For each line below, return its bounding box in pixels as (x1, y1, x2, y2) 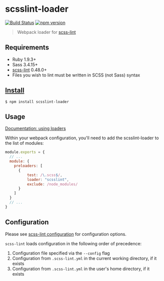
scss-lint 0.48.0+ (12, 67, 47, 73)
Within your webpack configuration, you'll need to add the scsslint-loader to (5, 135, 159, 141)
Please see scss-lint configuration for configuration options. (5, 231, 127, 237)
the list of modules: (5, 140, 44, 146)
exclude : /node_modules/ (27, 181, 78, 187)
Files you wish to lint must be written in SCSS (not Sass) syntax (12, 72, 140, 78)
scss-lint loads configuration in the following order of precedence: (5, 240, 142, 246)
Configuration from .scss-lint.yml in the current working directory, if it (12, 255, 157, 261)
